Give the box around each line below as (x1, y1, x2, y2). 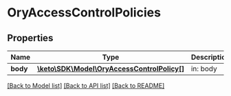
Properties (7, 32, 54, 44)
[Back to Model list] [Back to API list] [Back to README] (7, 82, 165, 90)
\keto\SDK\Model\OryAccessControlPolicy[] (36, 64, 184, 73)
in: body (190, 64, 218, 73)
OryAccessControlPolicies (7, 5, 162, 21)
